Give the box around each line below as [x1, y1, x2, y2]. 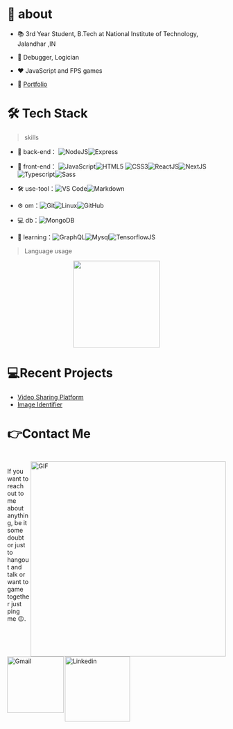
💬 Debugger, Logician [17, 53, 80, 61]
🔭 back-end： [17, 147, 57, 155]
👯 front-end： [17, 162, 57, 171]
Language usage [24, 246, 73, 255]
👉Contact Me [7, 426, 92, 441]
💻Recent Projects [7, 366, 113, 381]
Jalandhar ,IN [17, 40, 56, 48]
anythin [7, 511, 29, 520]
